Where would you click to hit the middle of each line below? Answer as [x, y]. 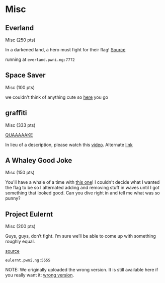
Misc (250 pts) [20, 40]
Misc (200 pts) [21, 226]
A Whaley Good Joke [39, 160]
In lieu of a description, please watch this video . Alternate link [69, 145]
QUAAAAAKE [19, 135]
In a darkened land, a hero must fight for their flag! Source [65, 50]
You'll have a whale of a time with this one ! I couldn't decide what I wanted [82, 182]
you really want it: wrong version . [40, 275]
